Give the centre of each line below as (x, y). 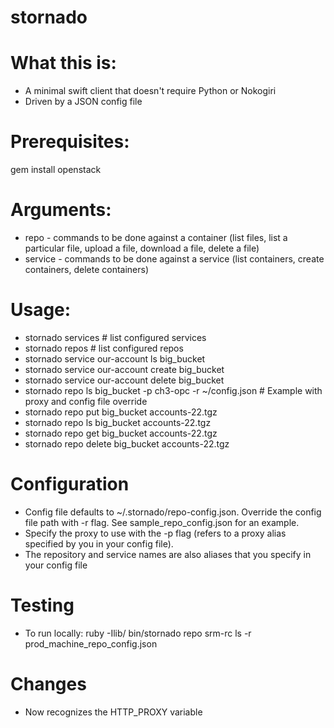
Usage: (41, 310)
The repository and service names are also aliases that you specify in (168, 554)
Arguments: (61, 210)
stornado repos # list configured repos (104, 348)
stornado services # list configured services (115, 337)
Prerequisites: (70, 142)
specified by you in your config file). (99, 543)
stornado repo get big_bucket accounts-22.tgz (121, 433)
